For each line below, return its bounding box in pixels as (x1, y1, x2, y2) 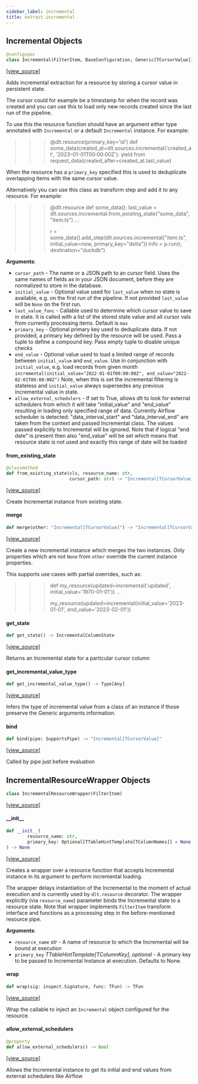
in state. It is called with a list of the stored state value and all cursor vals (14, 313, 192, 320)
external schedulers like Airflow (6, 1072, 83, 1079)
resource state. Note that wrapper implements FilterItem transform (6, 903, 171, 910)
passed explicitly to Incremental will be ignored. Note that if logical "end (14, 426, 190, 433)
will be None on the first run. (14, 301, 81, 308)
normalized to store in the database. (14, 282, 103, 289)
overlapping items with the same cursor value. (6, 175, 118, 182)
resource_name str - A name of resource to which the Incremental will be (14, 938, 189, 946)
